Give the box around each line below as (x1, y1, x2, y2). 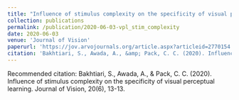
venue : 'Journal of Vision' (7, 37, 91, 44)
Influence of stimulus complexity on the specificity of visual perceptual (7, 77, 215, 85)
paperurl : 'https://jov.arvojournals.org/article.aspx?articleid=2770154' (7, 43, 234, 50)
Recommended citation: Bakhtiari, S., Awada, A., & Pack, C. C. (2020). (7, 69, 212, 78)
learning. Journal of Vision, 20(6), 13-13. (7, 84, 126, 93)
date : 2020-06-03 (7, 30, 59, 38)
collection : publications (7, 17, 84, 24)
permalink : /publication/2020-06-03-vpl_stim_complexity (7, 23, 180, 30)
